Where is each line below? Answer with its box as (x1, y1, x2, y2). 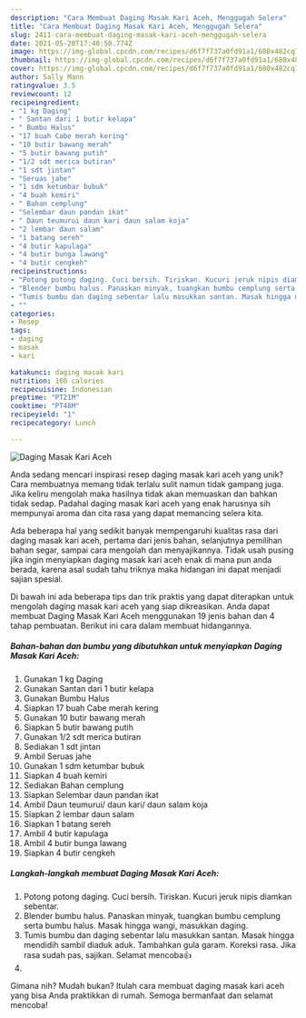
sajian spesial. (10, 574, 64, 584)
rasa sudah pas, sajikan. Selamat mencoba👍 (23, 949, 192, 960)
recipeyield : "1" (10, 410, 76, 419)
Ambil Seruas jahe (23, 751, 92, 762)
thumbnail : (10, 55, 52, 65)
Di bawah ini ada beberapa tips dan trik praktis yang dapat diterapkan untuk (10, 591, 294, 602)
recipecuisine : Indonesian (10, 384, 113, 394)
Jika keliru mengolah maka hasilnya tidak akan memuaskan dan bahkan (10, 488, 278, 499)
